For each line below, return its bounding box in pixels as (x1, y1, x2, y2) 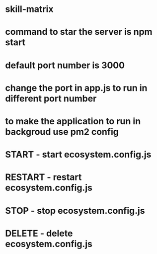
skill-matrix (5, 3, 54, 15)
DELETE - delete (5, 228, 73, 239)
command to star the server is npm (5, 26, 153, 38)
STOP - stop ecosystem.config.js (5, 205, 145, 216)
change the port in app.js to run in (5, 82, 148, 93)
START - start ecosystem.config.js (5, 149, 152, 160)
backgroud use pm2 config (5, 126, 119, 137)
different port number (5, 93, 97, 104)
